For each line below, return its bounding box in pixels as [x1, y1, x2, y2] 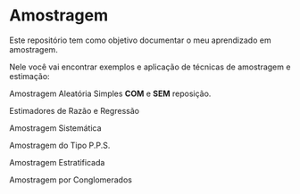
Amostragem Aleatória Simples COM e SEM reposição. [9, 88, 212, 99]
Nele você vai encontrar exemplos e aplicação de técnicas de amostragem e [9, 61, 291, 72]
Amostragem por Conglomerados [9, 174, 132, 185]
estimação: [9, 70, 51, 81]
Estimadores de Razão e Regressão [9, 105, 140, 116]
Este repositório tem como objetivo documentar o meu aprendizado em [9, 35, 271, 45]
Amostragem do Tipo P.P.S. [9, 140, 111, 150]
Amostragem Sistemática [9, 122, 102, 133]
